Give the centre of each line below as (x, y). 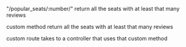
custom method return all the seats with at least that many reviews (90, 27)
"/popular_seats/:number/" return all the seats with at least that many (93, 9)
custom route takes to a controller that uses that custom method (87, 38)
